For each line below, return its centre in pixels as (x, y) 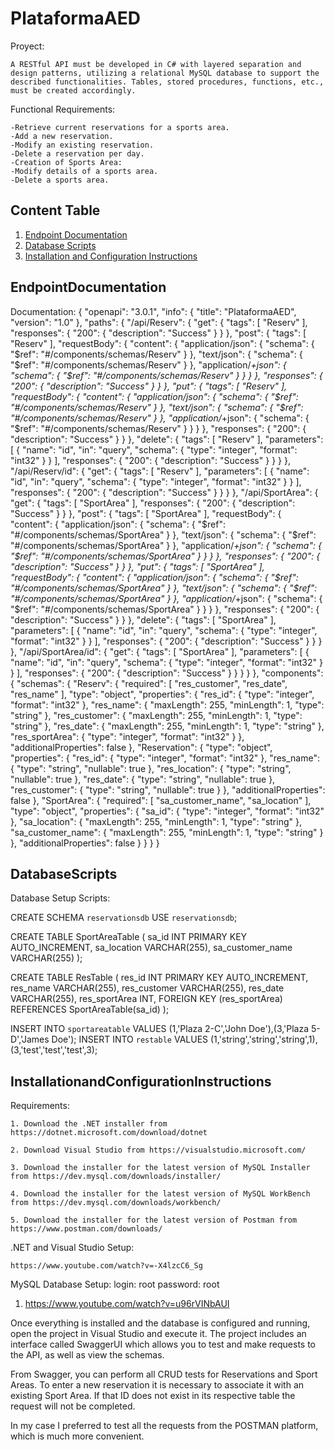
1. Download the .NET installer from (89, 1124)
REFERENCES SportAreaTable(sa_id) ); (90, 1009)
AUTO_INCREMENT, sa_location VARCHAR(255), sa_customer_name (151, 948)
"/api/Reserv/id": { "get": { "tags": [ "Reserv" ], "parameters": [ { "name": (160, 471)
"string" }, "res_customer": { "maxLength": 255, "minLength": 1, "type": (156, 715)
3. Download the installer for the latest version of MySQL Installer (160, 1168)
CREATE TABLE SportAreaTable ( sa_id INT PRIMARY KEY (129, 937)
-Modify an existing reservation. (82, 145)
